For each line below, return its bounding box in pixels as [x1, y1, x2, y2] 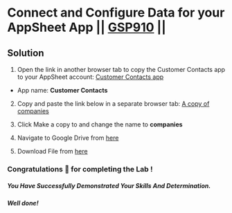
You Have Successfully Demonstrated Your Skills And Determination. [7, 181, 211, 189]
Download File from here [17, 147, 88, 155]
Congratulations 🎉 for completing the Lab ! [7, 164, 153, 174]
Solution [7, 47, 44, 59]
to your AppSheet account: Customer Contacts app [17, 73, 164, 81]
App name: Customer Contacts [17, 86, 108, 94]
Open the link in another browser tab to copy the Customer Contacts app [17, 66, 226, 73]
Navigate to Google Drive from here [17, 133, 119, 142]
